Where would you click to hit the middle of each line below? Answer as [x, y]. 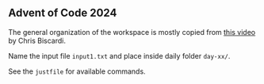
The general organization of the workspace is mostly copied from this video [132, 32]
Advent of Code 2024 [63, 13]
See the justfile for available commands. [77, 71]
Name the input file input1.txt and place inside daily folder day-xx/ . [119, 55]
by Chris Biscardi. [37, 40]
